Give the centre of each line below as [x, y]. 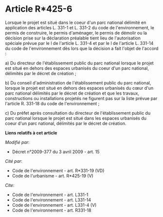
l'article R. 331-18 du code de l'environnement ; [52, 103]
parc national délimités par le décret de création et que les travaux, [72, 93]
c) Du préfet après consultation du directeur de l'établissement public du [78, 113]
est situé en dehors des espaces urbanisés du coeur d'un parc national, [77, 68]
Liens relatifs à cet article [31, 133]
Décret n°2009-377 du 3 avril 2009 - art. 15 [56, 152]
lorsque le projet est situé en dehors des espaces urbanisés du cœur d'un [79, 88]
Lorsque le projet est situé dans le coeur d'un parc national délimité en [76, 22]
